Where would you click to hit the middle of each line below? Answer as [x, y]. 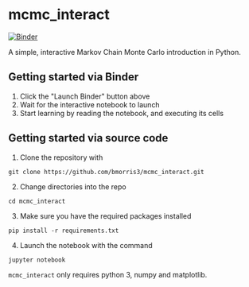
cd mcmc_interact [37, 201]
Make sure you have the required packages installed [105, 215]
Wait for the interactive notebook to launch [90, 104]
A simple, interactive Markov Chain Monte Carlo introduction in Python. [124, 52]
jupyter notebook [37, 260]
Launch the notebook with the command [86, 245]
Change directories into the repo [73, 186]
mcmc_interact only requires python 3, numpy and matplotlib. [108, 274]
